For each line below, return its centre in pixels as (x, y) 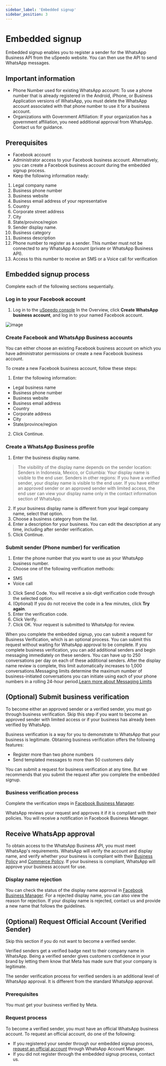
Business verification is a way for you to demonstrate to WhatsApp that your (83, 734)
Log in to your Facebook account (46, 299)
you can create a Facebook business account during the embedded (82, 165)
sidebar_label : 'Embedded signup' (41, 10)
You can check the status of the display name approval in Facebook (74, 890)
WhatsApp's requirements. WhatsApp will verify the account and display (79, 851)
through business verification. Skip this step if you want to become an (76, 714)
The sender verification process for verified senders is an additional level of (83, 976)
